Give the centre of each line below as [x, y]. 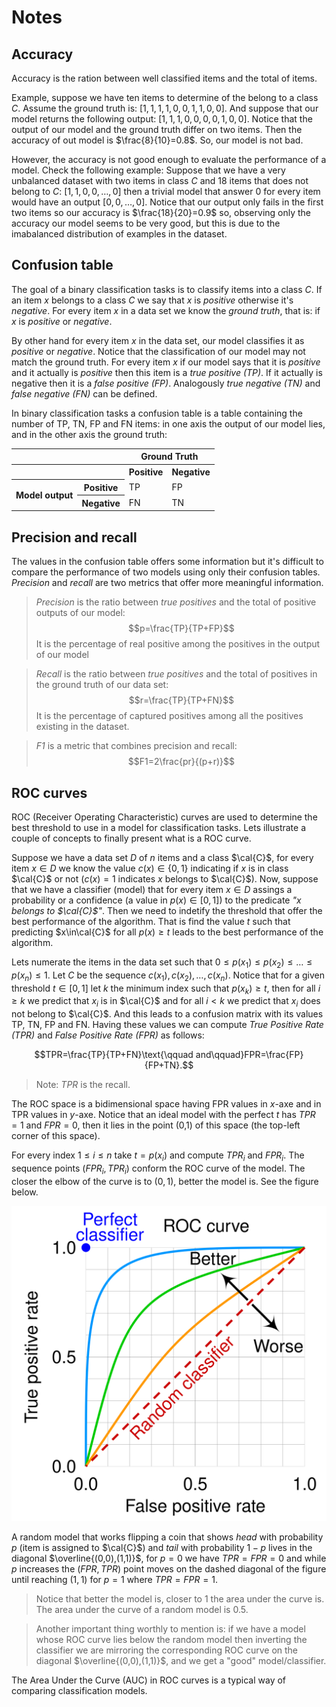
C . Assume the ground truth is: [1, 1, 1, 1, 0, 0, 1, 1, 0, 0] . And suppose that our [165, 108]
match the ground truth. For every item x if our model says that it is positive [166, 362]
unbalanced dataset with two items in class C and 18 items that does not [160, 180]
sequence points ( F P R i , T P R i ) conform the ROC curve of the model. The [158, 1169]
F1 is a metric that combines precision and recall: [136, 746]
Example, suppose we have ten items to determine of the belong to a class [165, 97]
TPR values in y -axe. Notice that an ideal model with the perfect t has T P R [163, 1115]
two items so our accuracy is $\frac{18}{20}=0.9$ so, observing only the [161, 212]
